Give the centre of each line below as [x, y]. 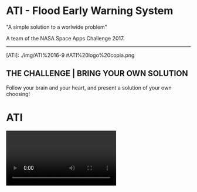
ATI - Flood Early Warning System [90, 11]
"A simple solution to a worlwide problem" [57, 27]
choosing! [18, 94]
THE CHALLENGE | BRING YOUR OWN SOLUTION [97, 73]
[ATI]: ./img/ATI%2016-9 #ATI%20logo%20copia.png [70, 55]
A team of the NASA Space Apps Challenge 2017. [65, 38]
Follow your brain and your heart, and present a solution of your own [89, 88]
